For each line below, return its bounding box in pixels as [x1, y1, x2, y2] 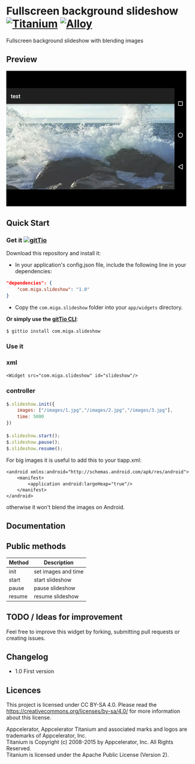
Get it [6, 236, 23, 244]
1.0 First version [14, 668, 55, 675]
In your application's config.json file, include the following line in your [14, 261, 187, 269]
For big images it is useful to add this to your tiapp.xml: [6, 456, 142, 464]
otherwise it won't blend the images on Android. [6, 503, 125, 511]
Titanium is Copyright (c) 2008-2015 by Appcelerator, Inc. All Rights [6, 739, 174, 746]
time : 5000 [17, 414, 44, 420]
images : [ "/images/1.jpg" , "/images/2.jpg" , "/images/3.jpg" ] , [17, 408, 173, 414]
